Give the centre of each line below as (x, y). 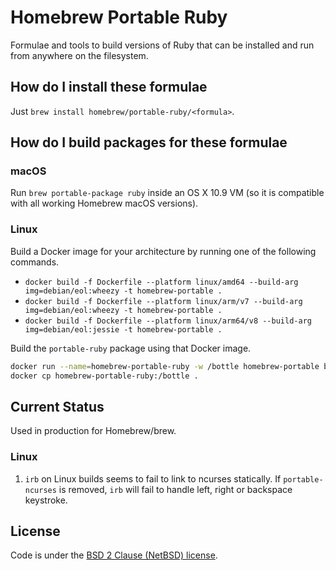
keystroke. (46, 500)
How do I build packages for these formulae (149, 142)
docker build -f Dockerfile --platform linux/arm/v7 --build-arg (163, 301)
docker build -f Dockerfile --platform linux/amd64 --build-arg (161, 282)
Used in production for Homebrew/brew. (93, 431)
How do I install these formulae (109, 87)
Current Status (57, 406)
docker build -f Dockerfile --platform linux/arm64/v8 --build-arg (168, 321)
